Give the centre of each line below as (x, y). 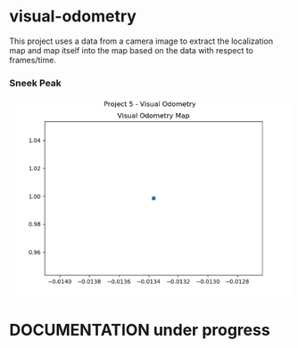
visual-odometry (73, 16)
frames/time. (33, 60)
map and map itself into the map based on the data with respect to (132, 50)
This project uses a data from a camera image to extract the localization (141, 41)
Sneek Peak (36, 83)
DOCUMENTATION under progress (140, 330)
